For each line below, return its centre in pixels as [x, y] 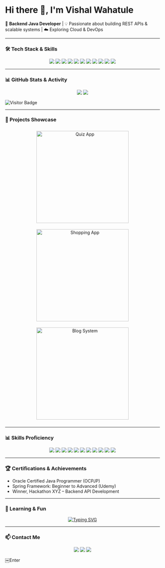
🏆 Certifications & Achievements [46, 469]
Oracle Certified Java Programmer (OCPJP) [56, 481]
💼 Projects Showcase [31, 120]
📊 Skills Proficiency [29, 438]
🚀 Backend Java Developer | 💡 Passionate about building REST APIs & [76, 24]
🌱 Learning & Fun [26, 509]
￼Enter [13, 560]
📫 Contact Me [23, 537]
